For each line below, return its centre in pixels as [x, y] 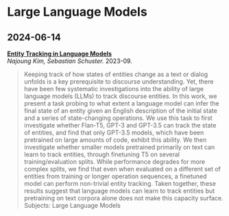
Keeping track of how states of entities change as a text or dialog [116, 74]
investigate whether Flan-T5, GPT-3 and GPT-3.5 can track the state [120, 125]
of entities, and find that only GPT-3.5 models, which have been [114, 132]
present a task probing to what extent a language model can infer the [121, 103]
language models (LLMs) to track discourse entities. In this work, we [120, 96]
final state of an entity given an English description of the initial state [120, 111]
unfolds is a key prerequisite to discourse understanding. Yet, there [119, 82]
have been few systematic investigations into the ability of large [114, 89]
